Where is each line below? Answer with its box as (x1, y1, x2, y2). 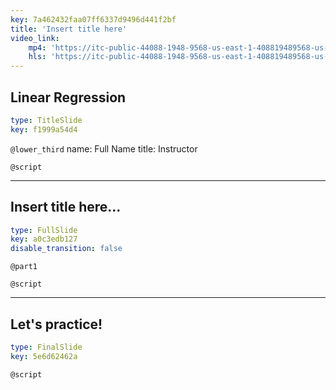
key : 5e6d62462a (10, 351, 78, 361)
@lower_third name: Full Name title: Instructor (10, 142, 198, 155)
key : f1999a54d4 (10, 124, 78, 135)
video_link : (10, 33, 60, 43)
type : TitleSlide (10, 115, 83, 125)
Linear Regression (10, 89, 127, 106)
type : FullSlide (10, 225, 78, 235)
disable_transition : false (10, 244, 123, 254)
